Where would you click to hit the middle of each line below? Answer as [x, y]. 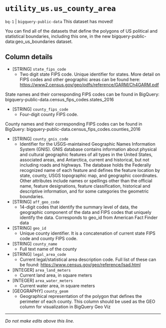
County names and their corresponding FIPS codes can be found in [74, 124]
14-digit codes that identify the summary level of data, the [79, 207]
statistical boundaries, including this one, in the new [58, 36]
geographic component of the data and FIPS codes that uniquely [85, 212]
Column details [29, 57]
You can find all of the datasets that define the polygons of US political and [81, 31]
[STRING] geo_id [29, 228]
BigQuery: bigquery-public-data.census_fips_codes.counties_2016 [73, 129]
